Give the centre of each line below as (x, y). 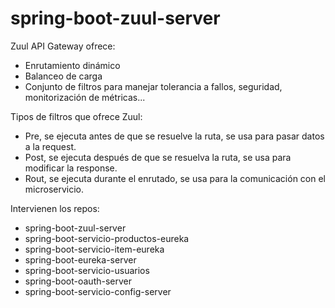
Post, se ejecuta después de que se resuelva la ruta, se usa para (158, 157)
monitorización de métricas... (85, 97)
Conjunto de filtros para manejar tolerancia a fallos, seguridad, (153, 86)
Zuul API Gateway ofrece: (63, 46)
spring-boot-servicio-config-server (98, 291)
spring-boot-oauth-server (78, 281)
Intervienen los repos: (55, 208)
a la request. (50, 146)
